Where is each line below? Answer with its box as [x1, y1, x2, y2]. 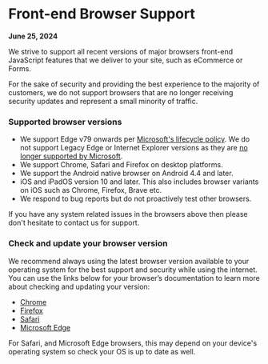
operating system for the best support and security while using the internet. [8, 265, 258, 274]
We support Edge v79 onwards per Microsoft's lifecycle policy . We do [19, 134, 250, 144]
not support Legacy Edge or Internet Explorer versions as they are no [19, 143, 248, 153]
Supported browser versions [8, 116, 122, 127]
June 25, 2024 [8, 31, 58, 41]
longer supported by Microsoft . [19, 151, 123, 161]
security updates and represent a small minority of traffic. [8, 96, 198, 106]
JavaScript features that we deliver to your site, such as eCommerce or [8, 55, 243, 65]
